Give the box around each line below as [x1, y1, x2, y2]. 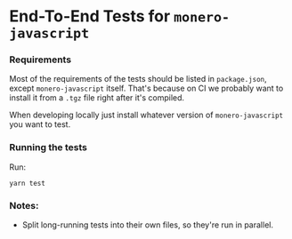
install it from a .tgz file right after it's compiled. [9, 92, 185, 103]
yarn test [9, 179, 46, 187]
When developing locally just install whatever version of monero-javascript [9, 109, 284, 121]
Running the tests [9, 141, 87, 154]
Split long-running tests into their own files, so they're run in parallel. [21, 219, 274, 230]
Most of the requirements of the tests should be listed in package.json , [9, 74, 267, 84]
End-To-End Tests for [9, 6, 171, 27]
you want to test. [9, 119, 71, 130]
